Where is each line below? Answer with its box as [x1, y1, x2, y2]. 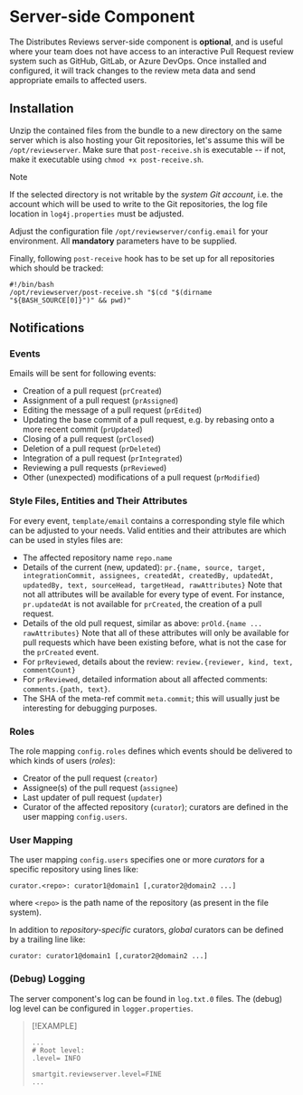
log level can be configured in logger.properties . [9, 1003, 194, 1014]
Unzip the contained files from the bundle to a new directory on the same [9, 125, 282, 136]
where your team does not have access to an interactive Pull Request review [9, 45, 294, 56]
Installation [9, 101, 74, 117]
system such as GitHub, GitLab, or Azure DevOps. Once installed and [9, 55, 267, 66]
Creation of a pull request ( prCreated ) [22, 386, 163, 396]
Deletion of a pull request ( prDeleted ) [22, 443, 161, 454]
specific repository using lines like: [9, 864, 138, 875]
